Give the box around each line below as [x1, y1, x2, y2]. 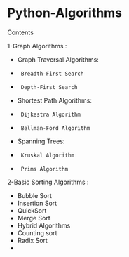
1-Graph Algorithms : [7, 41, 67, 50]
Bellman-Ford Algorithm [20, 124, 90, 131]
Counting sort [17, 228, 57, 237]
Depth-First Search [20, 84, 78, 91]
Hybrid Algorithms [17, 221, 71, 230]
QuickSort [17, 206, 47, 215]
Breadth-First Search [20, 70, 84, 77]
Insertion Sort [17, 199, 57, 207]
